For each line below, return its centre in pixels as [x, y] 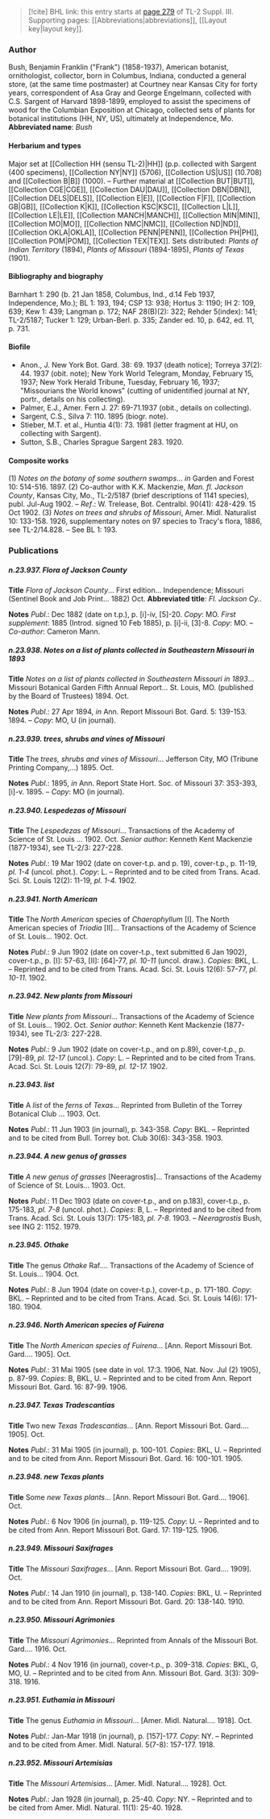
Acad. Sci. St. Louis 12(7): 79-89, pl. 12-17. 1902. [88, 1066]
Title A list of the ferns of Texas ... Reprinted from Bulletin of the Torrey [125, 1105]
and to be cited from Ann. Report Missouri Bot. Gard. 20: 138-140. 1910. [127, 1601]
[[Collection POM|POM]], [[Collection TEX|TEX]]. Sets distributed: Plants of [133, 240]
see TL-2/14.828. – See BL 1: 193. [63, 530]
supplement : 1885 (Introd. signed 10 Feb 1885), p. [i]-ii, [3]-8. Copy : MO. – [131, 623]
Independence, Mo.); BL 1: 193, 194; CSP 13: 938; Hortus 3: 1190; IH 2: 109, [132, 302]
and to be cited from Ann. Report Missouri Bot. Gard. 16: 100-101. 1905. [126, 1458]
